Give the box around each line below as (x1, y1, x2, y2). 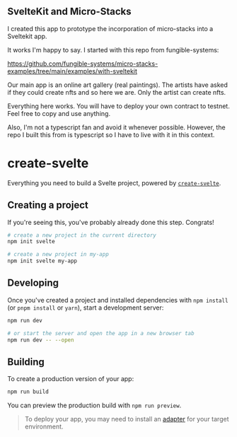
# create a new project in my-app (7, 251, 110, 258)
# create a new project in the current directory (7, 231, 157, 239)
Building (7, 356, 45, 368)
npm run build (7, 388, 50, 395)
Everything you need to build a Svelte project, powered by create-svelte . (7, 178, 221, 187)
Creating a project (7, 199, 88, 211)
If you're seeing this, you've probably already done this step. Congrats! (7, 218, 214, 226)
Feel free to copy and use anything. (7, 109, 111, 117)
